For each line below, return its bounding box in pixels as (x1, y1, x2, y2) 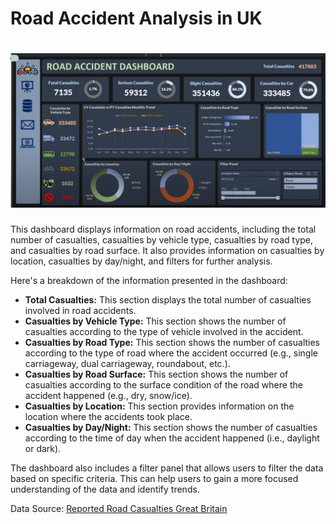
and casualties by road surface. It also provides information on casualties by (10, 245, 325, 257)
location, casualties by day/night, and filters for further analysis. (10, 255, 273, 267)
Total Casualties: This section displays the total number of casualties (24, 294, 312, 306)
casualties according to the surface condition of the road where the (24, 379, 303, 391)
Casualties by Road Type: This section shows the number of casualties (24, 337, 321, 349)
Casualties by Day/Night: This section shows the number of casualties (24, 422, 318, 434)
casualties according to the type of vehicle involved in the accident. (24, 326, 304, 338)
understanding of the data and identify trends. (10, 483, 200, 496)
